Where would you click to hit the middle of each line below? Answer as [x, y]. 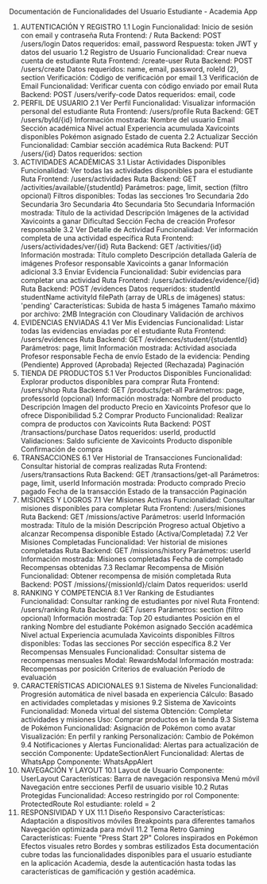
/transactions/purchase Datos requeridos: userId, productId [118, 432]
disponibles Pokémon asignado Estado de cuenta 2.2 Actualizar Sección [139, 137]
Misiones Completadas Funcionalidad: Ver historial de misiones [124, 542]
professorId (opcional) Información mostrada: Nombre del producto [131, 398]
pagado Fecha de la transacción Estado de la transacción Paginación [133, 491]
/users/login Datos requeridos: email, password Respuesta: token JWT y [139, 44]
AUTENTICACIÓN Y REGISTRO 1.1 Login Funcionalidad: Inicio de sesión [137, 27]
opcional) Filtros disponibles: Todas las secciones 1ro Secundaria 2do [135, 196]
